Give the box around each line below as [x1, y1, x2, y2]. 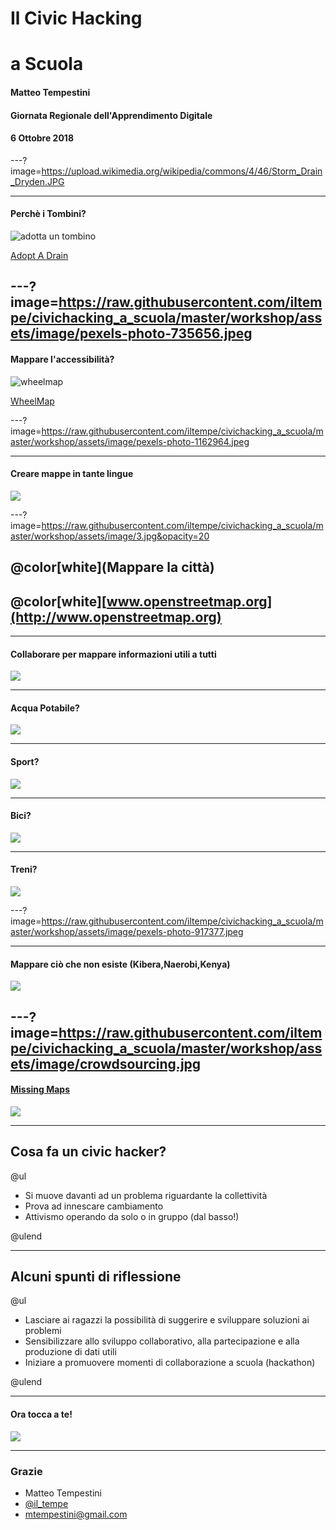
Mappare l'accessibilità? [10, 353, 115, 365]
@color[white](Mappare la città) [10, 559, 215, 576]
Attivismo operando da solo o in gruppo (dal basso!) [24, 1210, 240, 1222]
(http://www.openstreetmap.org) [10, 608, 222, 626]
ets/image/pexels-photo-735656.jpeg [10, 325, 253, 342]
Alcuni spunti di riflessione [10, 1268, 182, 1285]
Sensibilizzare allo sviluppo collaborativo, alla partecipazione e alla [24, 1335, 300, 1347]
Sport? [10, 755, 40, 767]
